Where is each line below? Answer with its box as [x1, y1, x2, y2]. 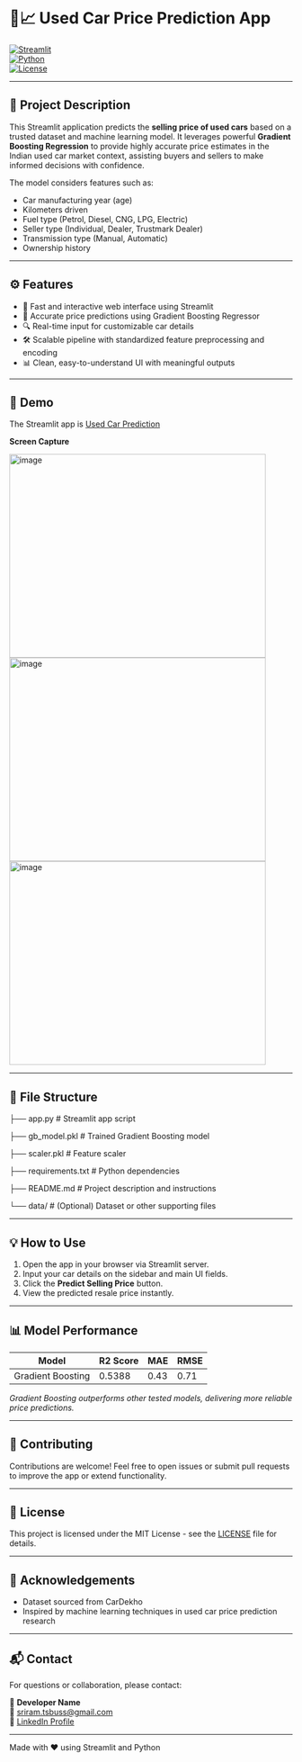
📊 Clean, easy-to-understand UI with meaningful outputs [22, 357, 235, 368]
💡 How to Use [9, 1235, 86, 1250]
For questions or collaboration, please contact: [9, 1680, 182, 1691]
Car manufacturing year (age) [22, 194, 133, 205]
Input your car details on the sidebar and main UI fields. [22, 1269, 228, 1279]
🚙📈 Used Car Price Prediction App [9, 8, 271, 29]
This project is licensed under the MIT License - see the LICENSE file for [9, 1528, 277, 1540]
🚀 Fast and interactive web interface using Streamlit [22, 301, 214, 311]
